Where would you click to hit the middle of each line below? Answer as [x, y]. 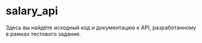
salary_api [32, 11]
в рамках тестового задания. [44, 33]
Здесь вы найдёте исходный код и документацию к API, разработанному [101, 27]
